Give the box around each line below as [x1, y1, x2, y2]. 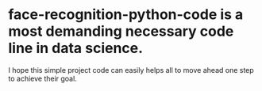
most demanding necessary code [8, 22, 234, 40]
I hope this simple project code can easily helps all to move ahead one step [8, 65, 254, 74]
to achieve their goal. [8, 74, 77, 83]
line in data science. [8, 40, 144, 57]
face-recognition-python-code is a [8, 6, 244, 24]
